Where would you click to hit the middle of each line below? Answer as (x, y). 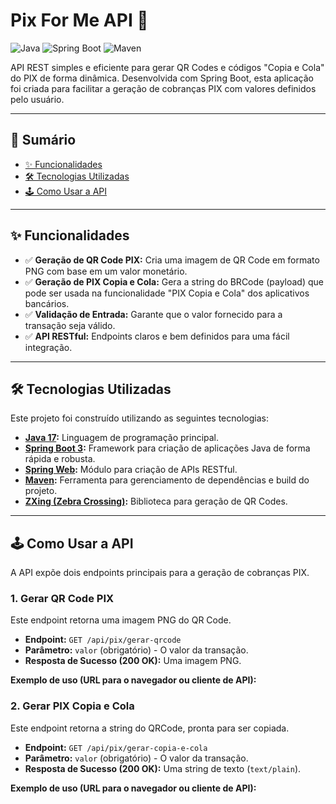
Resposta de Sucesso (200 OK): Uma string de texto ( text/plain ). (163, 768)
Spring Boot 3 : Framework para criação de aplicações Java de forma (167, 448)
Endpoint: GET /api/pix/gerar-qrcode (103, 640)
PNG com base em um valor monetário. (106, 271)
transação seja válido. (70, 325)
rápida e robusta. (60, 459)
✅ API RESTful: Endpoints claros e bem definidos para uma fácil (157, 336)
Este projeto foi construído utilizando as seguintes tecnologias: (139, 418)
